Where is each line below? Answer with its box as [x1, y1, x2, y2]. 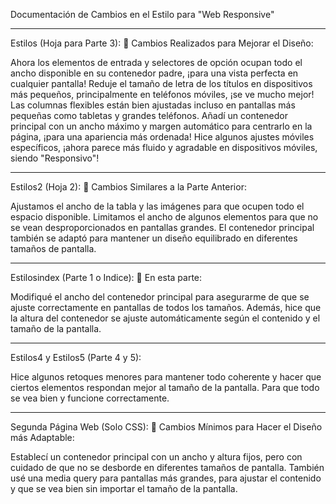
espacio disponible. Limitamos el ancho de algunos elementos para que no [10, 211, 319, 223]
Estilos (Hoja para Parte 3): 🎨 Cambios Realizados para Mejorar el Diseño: [10, 37, 314, 49]
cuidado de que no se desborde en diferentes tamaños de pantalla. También [10, 462, 325, 473]
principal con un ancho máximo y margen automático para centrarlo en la [10, 120, 313, 132]
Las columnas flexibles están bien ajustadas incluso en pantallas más [10, 99, 296, 111]
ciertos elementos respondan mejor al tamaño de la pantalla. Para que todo [10, 382, 320, 393]
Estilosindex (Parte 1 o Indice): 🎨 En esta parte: [10, 272, 203, 283]
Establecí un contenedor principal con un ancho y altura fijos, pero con [10, 451, 303, 463]
